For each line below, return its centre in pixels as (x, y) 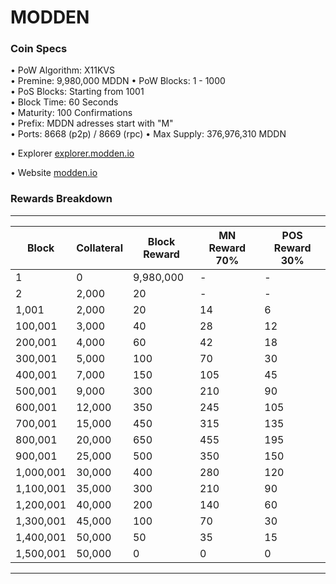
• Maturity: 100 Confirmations (71, 113)
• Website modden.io (54, 173)
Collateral (99, 248)
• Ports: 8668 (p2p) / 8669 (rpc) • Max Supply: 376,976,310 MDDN (148, 134)
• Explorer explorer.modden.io (72, 153)
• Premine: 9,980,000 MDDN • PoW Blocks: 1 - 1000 (118, 81)
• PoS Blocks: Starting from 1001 (77, 92)
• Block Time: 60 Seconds (64, 102)
